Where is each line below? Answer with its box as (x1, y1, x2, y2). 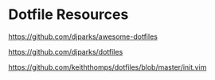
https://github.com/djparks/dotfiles (8, 47, 123, 56)
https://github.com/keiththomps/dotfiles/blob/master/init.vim (8, 62, 207, 72)
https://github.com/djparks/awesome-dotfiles (8, 32, 158, 41)
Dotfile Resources (8, 6, 129, 24)
